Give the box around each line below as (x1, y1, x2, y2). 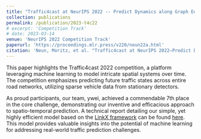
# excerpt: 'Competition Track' (6, 25, 87, 32)
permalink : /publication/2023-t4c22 (6, 20, 98, 26)
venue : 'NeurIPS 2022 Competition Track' (6, 36, 111, 42)
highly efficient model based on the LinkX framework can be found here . (6, 113, 185, 121)
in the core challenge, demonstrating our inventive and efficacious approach (6, 101, 194, 108)
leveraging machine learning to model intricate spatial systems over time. (6, 70, 187, 78)
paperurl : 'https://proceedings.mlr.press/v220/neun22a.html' (6, 42, 165, 48)
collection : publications (6, 14, 71, 20)
